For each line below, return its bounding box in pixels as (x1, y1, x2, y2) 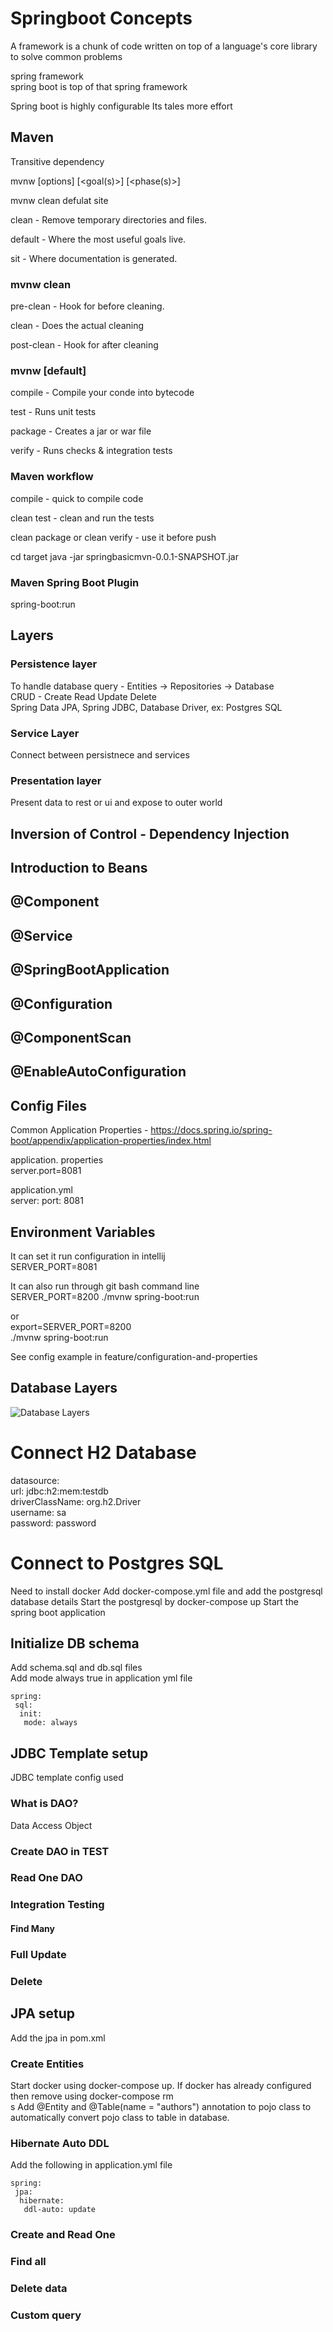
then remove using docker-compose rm (10, 2090, 174, 2102)
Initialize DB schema (10, 1635, 140, 1652)
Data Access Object (10, 1819, 93, 1831)
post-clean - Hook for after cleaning (10, 339, 159, 351)
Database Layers (10, 1380, 118, 1397)
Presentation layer (10, 773, 102, 787)
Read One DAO (10, 1871, 83, 1885)
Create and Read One (10, 2228, 116, 2242)
